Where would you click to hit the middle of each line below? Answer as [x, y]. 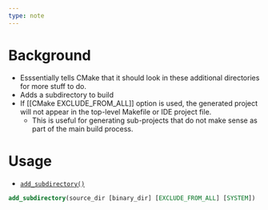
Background [50, 55]
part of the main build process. [82, 128]
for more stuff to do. [53, 86]
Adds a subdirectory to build [67, 95]
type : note [26, 16]
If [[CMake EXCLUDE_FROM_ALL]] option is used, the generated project [139, 103]
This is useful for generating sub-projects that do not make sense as [144, 120]
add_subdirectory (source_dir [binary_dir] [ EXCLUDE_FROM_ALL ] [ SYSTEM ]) [132, 198]
